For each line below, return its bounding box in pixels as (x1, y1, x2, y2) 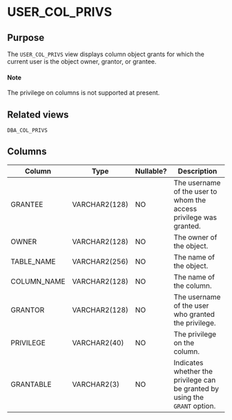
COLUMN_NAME (10, 276, 66, 286)
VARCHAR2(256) (72, 257, 129, 266)
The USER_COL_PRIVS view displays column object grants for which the (7, 50, 205, 58)
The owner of (173, 232, 217, 242)
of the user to (173, 186, 217, 196)
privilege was (173, 212, 217, 222)
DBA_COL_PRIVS (7, 127, 48, 134)
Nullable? (135, 166, 167, 176)
